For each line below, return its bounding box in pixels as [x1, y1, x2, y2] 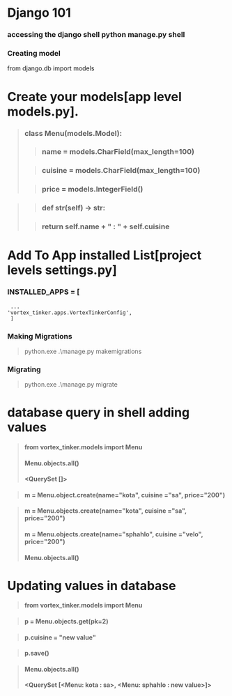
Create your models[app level [7, 88, 183, 105]
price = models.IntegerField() [41, 185, 144, 194]
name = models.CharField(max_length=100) [41, 147, 195, 157]
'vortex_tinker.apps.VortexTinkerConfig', [7, 309, 132, 316]
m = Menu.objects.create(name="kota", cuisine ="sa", [24, 506, 187, 515]
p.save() [24, 649, 50, 658]
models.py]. [7, 103, 79, 119]
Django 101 [7, 5, 72, 21]
